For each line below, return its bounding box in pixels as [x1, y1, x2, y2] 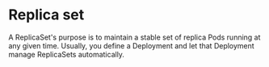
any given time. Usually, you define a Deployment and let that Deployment [8, 40, 254, 50]
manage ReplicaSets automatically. [8, 49, 125, 59]
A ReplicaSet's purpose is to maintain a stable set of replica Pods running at [8, 32, 261, 42]
